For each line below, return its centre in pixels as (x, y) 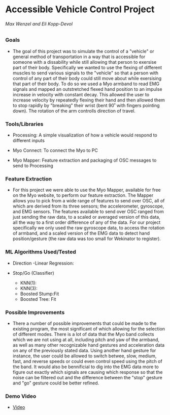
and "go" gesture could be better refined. (56, 383)
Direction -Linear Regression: (43, 263)
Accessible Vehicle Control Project (80, 9)
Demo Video (21, 396)
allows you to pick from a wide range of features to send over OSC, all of (89, 201)
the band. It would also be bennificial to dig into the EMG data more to (86, 367)
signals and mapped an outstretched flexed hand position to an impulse (87, 89)
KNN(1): (28, 283)
